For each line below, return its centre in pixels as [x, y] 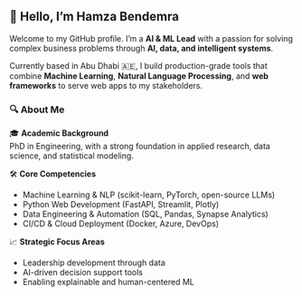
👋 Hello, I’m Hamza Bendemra [94, 17]
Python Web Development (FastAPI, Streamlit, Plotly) [121, 205]
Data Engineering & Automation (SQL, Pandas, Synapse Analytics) [145, 215]
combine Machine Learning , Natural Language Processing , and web [139, 76]
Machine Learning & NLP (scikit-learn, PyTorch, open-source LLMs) [149, 195]
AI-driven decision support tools [82, 272]
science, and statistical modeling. [71, 156]
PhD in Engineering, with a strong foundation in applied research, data [140, 147]
